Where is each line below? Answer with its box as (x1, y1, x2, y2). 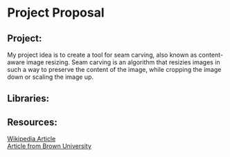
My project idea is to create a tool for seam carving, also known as (7, 50, 197, 59)
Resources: (7, 116, 57, 128)
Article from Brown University (7, 142, 92, 150)
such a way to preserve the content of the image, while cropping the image (7, 66, 222, 73)
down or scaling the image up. (7, 73, 94, 81)
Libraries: (7, 93, 50, 104)
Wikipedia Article (7, 135, 56, 143)
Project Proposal (7, 5, 105, 21)
